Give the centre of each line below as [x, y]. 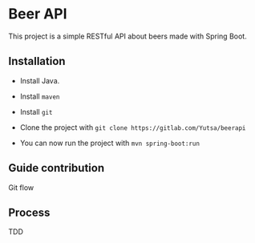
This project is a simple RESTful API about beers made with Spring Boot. [127, 36]
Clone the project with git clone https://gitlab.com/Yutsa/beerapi [133, 127]
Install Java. [40, 80]
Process [29, 212]
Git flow [21, 187]
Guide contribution [57, 168]
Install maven [40, 96]
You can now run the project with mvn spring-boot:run [110, 143]
